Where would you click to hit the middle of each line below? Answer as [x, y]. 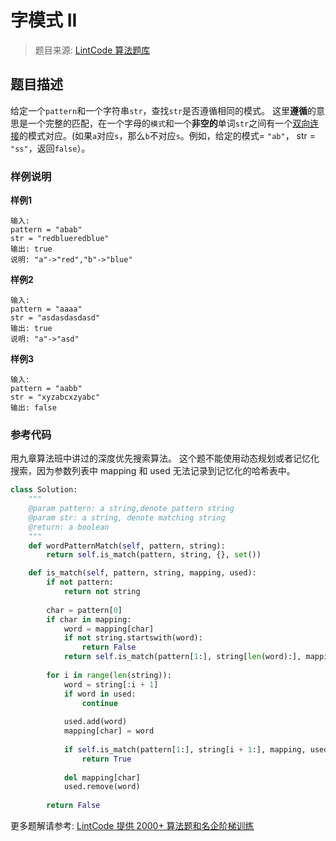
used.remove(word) [102, 787]
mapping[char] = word [109, 731]
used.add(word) [95, 722]
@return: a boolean [69, 527]
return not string [102, 592]
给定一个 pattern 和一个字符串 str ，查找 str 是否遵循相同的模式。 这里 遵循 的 [163, 110]
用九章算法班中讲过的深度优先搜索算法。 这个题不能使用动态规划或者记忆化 [165, 458]
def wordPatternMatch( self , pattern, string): [127, 546]
